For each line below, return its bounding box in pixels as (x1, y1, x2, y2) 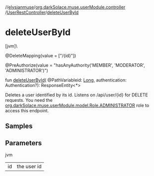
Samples (5, 122, 33, 131)
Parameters (5, 138, 42, 147)
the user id (16, 163, 42, 170)
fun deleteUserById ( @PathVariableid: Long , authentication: (5, 77, 127, 83)
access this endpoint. (5, 107, 49, 113)
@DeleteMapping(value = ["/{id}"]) (5, 52, 76, 58)
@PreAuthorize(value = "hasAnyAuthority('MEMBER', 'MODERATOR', (5, 62, 145, 68)
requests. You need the (5, 97, 53, 103)
